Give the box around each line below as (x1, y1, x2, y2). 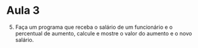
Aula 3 (6, 4, 40, 17)
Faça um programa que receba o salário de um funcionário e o (15, 23, 173, 31)
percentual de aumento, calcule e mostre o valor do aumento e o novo (15, 29, 193, 37)
